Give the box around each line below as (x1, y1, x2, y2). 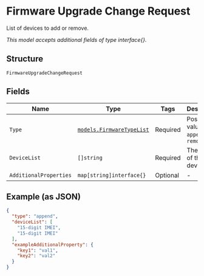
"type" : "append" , (12, 213, 59, 219)
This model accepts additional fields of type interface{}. (6, 36, 147, 43)
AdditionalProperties (9, 171, 72, 179)
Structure (6, 53, 44, 64)
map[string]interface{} (77, 171, 146, 179)
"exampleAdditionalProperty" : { (12, 241, 94, 247)
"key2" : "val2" (17, 253, 56, 259)
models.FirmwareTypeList (77, 126, 149, 133)
